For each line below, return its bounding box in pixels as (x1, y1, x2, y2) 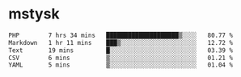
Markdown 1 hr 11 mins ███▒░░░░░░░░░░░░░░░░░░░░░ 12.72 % (8, 38, 233, 47)
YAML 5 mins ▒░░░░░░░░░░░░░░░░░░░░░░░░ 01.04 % (8, 61, 233, 69)
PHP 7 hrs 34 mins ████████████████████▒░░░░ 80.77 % (8, 31, 233, 39)
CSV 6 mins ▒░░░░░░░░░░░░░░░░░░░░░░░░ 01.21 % (8, 54, 233, 62)
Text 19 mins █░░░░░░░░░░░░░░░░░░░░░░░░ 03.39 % (8, 46, 233, 55)
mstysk (8, 5, 60, 23)
